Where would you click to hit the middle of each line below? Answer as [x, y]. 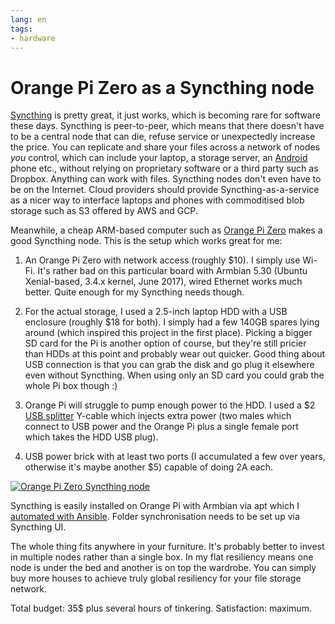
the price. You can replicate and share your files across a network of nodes [165, 147]
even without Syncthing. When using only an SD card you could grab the [174, 375]
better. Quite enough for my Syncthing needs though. [134, 292]
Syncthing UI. [38, 527]
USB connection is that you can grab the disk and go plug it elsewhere [169, 365]
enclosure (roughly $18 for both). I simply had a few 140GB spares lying [172, 322]
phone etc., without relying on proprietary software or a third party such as [164, 168]
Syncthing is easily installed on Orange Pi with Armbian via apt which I [155, 506]
